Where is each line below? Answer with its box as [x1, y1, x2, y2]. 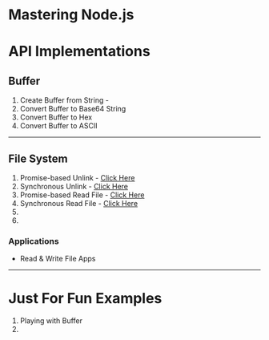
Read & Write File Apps [19, 254, 96, 264]
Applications [8, 235, 59, 246]
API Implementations [8, 42, 151, 61]
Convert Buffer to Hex [19, 112, 93, 122]
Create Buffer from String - [19, 95, 110, 105]
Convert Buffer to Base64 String [19, 104, 126, 114]
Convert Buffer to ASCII [19, 121, 98, 131]
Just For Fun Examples [8, 289, 163, 308]
